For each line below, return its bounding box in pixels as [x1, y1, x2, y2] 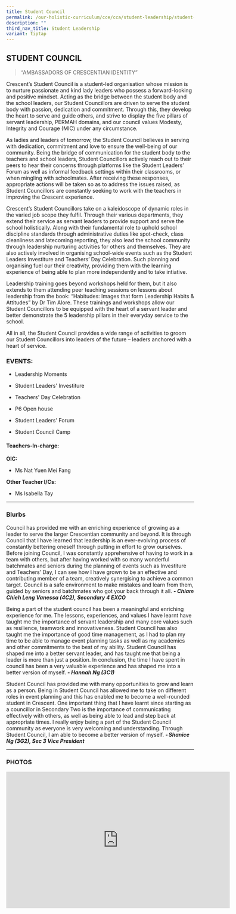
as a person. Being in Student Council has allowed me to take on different [6, 687, 187, 694]
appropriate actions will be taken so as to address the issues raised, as [6, 180, 180, 188]
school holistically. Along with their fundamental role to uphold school [6, 224, 177, 231]
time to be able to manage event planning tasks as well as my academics [6, 637, 185, 644]
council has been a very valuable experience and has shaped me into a [6, 662, 181, 669]
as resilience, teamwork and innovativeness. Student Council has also [6, 624, 178, 631]
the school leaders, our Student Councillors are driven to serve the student [6, 99, 190, 106]
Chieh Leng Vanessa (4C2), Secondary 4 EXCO [6, 594, 126, 601]
